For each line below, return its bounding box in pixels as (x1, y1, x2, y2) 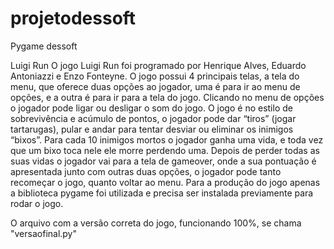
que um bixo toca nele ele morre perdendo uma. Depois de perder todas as (10, 144, 320, 156)
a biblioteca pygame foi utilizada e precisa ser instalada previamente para (10, 187, 314, 199)
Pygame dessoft (10, 40, 78, 52)
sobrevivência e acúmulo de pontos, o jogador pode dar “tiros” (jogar (10, 112, 297, 124)
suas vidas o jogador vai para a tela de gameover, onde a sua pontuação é (10, 155, 317, 167)
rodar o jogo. (10, 197, 64, 209)
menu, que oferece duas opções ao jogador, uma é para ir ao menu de (10, 80, 301, 92)
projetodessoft (10, 7, 137, 30)
